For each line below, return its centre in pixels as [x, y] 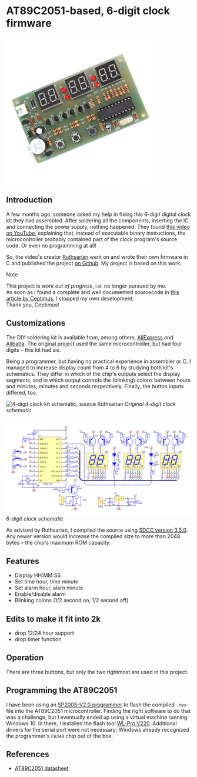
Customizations [36, 323]
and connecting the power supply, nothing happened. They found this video [98, 226]
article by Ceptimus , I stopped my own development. [70, 298]
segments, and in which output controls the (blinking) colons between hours [98, 380]
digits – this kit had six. [34, 350]
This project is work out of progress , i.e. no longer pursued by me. [86, 286]
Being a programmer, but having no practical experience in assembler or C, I [98, 361]
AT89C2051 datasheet [41, 768]
